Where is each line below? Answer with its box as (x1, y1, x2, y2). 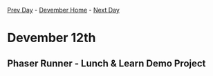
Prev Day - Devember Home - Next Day (7, 6, 120, 14)
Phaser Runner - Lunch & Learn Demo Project (7, 57, 206, 69)
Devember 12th (7, 30, 96, 46)
